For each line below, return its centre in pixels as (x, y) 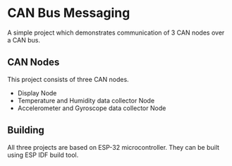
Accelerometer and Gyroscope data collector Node (92, 108)
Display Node (37, 93)
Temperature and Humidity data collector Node (86, 100)
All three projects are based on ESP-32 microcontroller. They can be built (114, 147)
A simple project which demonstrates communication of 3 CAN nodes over (116, 32)
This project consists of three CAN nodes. (68, 79)
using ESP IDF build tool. (43, 155)
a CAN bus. (24, 40)
